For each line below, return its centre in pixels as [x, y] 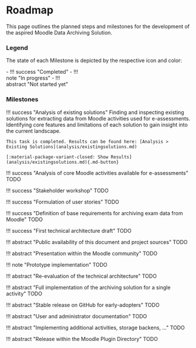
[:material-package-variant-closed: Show [57, 157]
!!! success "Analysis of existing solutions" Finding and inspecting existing [95, 112]
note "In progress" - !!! [33, 78]
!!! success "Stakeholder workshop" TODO [57, 190]
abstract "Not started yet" [37, 84]
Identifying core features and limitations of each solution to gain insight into [97, 125]
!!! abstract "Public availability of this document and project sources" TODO [97, 242]
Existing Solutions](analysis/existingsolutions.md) [72, 147]
